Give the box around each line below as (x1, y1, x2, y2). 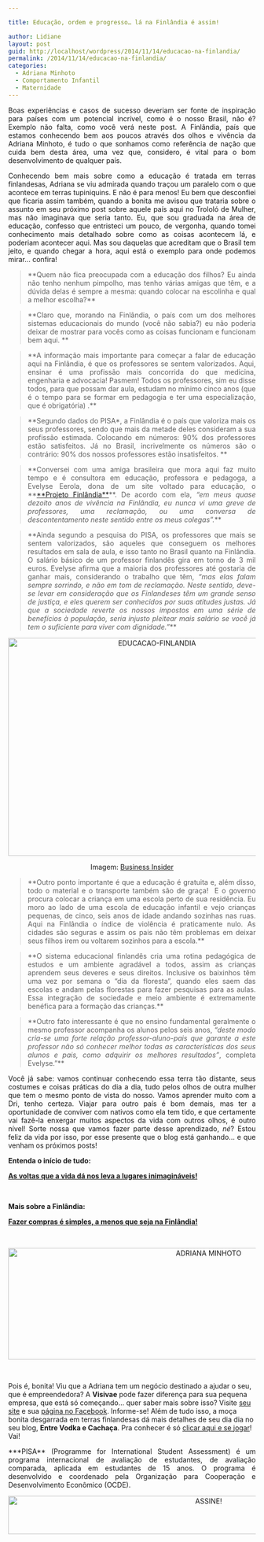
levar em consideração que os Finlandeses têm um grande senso (38, 588, 256, 598)
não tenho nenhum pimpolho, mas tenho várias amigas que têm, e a (27, 278, 256, 287)
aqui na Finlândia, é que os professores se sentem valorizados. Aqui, (27, 359, 256, 368)
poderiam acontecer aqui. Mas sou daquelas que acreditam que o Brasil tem (8, 238, 256, 247)
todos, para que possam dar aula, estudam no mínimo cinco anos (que (27, 383, 256, 394)
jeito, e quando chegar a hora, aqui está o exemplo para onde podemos (8, 246, 256, 256)
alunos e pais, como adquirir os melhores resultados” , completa (27, 1050, 256, 1059)
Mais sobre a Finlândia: (8, 1201, 86, 1211)
